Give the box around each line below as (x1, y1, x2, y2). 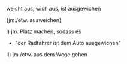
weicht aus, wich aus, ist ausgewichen (6, 5, 101, 12)
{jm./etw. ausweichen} (6, 17, 62, 23)
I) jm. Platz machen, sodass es (6, 28, 82, 35)
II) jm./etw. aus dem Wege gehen (6, 51, 88, 58)
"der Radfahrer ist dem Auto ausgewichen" (14, 40, 121, 46)
